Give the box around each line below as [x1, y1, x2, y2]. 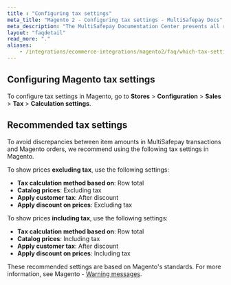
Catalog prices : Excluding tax [16, 186, 102, 194]
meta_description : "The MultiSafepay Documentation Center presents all [7, 23, 220, 30]
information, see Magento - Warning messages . [7, 269, 142, 278]
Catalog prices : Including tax [16, 234, 100, 242]
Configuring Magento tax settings [7, 73, 156, 86]
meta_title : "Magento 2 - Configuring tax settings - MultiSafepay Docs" [7, 16, 223, 23]
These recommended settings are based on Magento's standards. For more [7, 262, 221, 271]
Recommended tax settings [7, 119, 128, 131]
